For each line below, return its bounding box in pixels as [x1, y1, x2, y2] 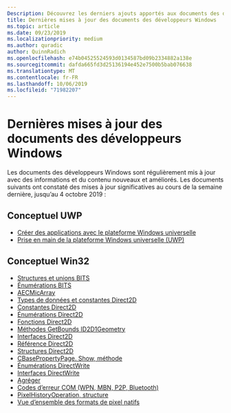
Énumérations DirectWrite [16, 361, 91, 370]
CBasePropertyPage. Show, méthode [16, 354, 122, 362]
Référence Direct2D [16, 339, 74, 348]
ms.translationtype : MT [7, 67, 76, 74]
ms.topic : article [7, 23, 60, 30]
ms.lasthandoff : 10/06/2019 [7, 80, 88, 87]
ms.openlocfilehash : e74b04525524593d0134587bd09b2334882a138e [7, 55, 192, 62]
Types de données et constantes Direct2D [16, 295, 137, 304]
